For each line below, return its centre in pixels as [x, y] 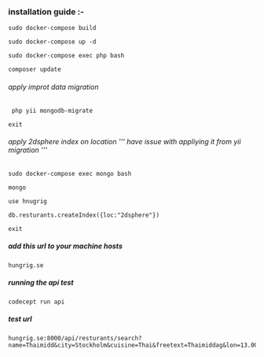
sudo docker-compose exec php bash [66, 56]
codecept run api [37, 302]
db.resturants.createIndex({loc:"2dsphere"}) [84, 215]
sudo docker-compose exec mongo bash [70, 173]
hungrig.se [26, 265]
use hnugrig [27, 201]
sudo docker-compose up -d [52, 42]
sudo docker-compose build [52, 28]
